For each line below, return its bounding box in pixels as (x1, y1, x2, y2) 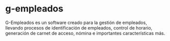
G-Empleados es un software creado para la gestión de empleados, (5, 19, 147, 25)
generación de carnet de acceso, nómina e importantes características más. (5, 30, 165, 36)
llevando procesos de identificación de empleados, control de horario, (5, 24, 153, 30)
